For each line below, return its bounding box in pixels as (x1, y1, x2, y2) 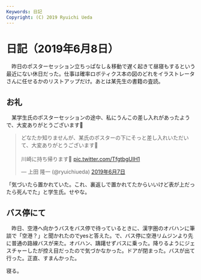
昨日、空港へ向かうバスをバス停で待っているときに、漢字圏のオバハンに (11, 225, 190, 232)
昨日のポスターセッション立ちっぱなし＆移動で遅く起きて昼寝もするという (11, 63, 196, 70)
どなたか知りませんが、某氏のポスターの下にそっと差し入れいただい (20, 134, 189, 141)
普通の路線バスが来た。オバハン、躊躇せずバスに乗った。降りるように (11, 240, 185, 247)
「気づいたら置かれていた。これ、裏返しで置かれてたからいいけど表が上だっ (6, 181, 195, 188)
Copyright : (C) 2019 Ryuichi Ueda (6, 14, 93, 20)
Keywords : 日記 (6, 8, 43, 15)
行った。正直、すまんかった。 (6, 255, 80, 262)
